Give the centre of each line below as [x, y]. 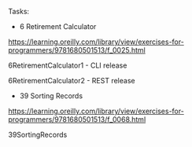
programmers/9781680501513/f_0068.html [77, 119]
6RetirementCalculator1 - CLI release [68, 65]
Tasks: [19, 11]
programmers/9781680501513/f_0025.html [77, 50]
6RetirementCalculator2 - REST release [72, 81]
